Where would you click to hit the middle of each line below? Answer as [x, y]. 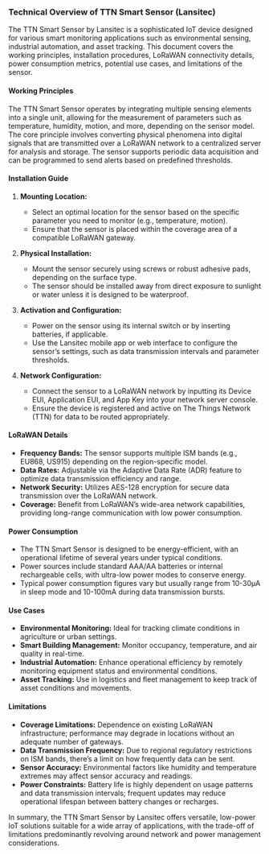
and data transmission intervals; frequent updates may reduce [123, 793]
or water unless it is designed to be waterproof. [110, 294]
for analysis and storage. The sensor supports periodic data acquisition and [134, 151]
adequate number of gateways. [72, 741]
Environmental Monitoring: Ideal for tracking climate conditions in [130, 628]
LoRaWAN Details [38, 435]
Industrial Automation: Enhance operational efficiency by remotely [131, 662]
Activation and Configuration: [71, 310]
